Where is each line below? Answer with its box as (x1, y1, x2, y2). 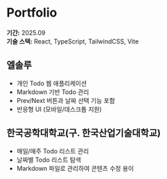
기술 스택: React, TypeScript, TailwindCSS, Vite (6, 37, 139, 46)
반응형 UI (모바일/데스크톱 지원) (16, 105, 102, 113)
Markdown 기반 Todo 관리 (16, 88, 89, 96)
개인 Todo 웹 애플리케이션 (16, 79, 87, 87)
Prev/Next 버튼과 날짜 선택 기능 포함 (16, 96, 116, 104)
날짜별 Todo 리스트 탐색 (16, 156, 81, 164)
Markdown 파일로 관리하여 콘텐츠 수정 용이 (16, 164, 134, 172)
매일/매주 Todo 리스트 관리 (16, 147, 89, 155)
